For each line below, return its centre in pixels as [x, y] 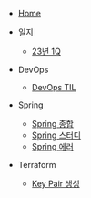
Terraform [37, 165]
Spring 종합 [53, 124]
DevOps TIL [54, 87]
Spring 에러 [53, 146]
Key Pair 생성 [56, 183]
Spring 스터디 [56, 135]
